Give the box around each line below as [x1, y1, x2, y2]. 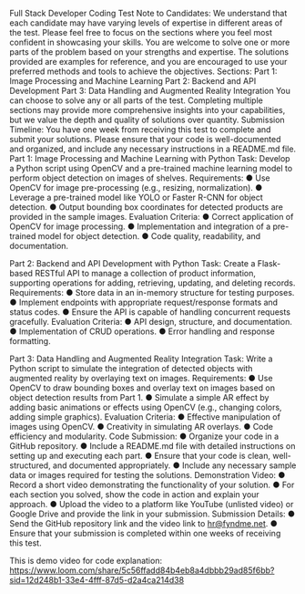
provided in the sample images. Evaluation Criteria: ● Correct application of [9, 212, 294, 222]
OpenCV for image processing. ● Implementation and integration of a [9, 221, 271, 232]
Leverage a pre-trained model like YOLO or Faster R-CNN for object [9, 192, 264, 203]
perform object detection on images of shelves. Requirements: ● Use [9, 172, 270, 183]
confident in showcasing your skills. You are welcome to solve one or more [9, 36, 290, 47]
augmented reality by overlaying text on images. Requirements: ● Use [9, 373, 273, 383]
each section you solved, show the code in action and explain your [9, 489, 259, 500]
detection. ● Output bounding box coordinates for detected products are [9, 202, 284, 213]
